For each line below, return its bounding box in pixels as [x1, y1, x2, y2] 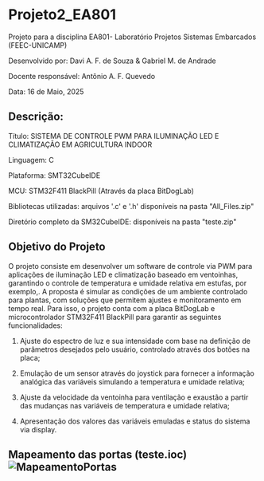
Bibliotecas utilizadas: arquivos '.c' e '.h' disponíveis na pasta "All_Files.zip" [8, 201, 254, 211]
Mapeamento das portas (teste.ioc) [8, 447, 188, 461]
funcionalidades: [8, 321, 64, 330]
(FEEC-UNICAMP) [8, 40, 68, 49]
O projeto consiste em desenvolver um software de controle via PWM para [8, 261, 253, 270]
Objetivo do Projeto [8, 240, 106, 254]
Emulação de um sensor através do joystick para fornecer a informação [19, 369, 254, 378]
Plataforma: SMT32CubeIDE [8, 170, 101, 180]
